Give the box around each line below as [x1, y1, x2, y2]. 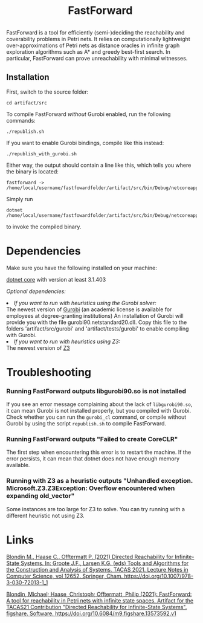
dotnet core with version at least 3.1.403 [6, 276, 106, 283]
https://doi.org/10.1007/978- [123, 572, 194, 579]
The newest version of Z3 [6, 344, 71, 351]
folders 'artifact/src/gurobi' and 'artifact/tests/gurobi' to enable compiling [6, 324, 189, 332]
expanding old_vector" [6, 492, 75, 500]
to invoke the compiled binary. [6, 223, 82, 230]
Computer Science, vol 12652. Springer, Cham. [6, 572, 123, 579]
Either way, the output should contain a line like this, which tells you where [6, 161, 192, 169]
